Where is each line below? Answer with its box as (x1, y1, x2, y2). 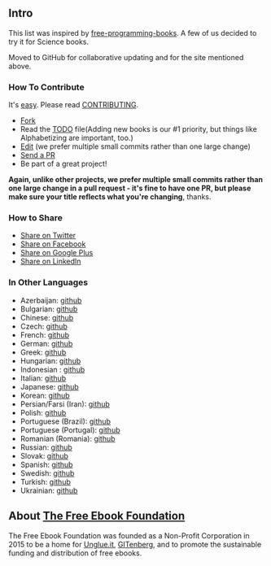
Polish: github (20, 407, 67, 417)
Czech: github (20, 321, 68, 331)
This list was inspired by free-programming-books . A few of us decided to (8, 28, 257, 37)
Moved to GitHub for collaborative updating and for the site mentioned (8, 52, 244, 62)
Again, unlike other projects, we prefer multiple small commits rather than (8, 175, 263, 185)
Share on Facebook (20, 239, 86, 249)
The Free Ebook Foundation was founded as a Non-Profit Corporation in (8, 530, 250, 540)
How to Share (8, 212, 63, 224)
